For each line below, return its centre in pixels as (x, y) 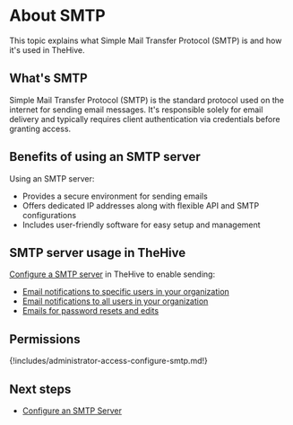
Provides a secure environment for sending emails (115, 196)
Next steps (40, 389)
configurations (49, 215)
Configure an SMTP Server (72, 411)
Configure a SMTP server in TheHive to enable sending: (112, 274)
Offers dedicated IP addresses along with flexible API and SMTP (141, 205)
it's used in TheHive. (47, 49)
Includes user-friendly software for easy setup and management (142, 225)
